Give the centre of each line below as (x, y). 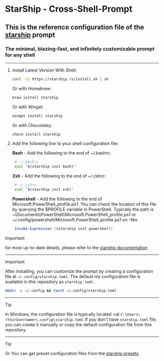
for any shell (20, 55)
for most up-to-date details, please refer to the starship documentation (76, 247)
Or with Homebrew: (32, 88)
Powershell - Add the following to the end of (57, 199)
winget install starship (37, 116)
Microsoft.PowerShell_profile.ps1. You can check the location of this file (84, 204)
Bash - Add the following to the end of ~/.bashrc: (61, 153)
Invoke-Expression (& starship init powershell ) (64, 229)
